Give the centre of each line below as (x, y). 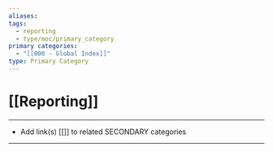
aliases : (23, 16)
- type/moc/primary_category (65, 39)
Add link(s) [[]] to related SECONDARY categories (103, 132)
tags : (17, 24)
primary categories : (43, 46)
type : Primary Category (49, 62)
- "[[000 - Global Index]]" (63, 54)
